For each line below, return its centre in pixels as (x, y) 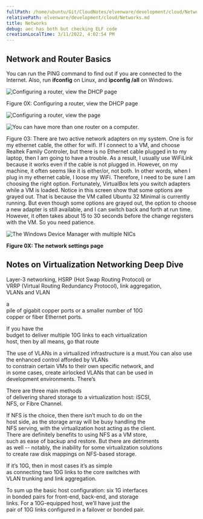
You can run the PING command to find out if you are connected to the (94, 73)
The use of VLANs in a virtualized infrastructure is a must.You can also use (99, 353)
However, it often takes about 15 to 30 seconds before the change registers (100, 216)
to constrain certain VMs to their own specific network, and (80, 366)
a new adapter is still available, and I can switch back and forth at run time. (99, 209)
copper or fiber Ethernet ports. (44, 317)
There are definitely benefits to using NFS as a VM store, (77, 434)
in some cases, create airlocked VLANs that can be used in (80, 372)
